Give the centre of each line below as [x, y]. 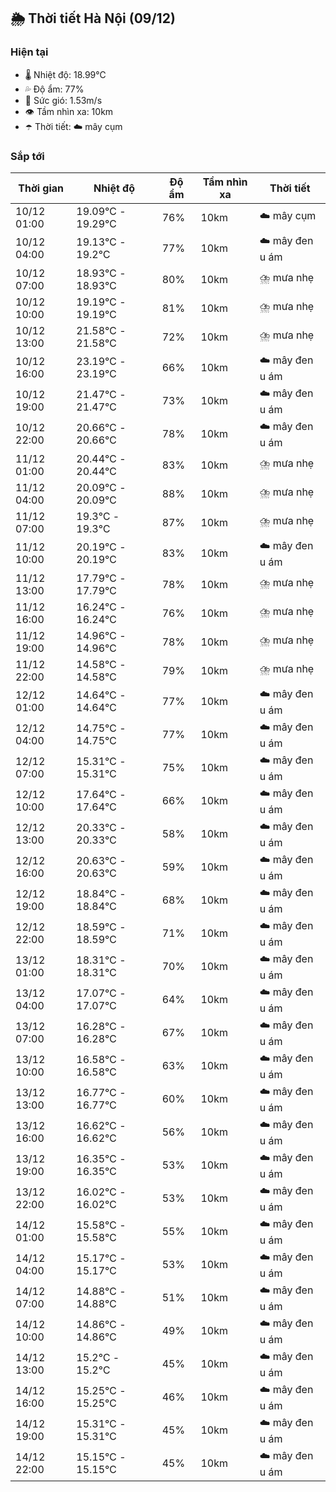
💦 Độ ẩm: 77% [54, 89]
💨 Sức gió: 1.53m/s [63, 100]
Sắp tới [27, 156]
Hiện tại [29, 52]
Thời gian [41, 188]
